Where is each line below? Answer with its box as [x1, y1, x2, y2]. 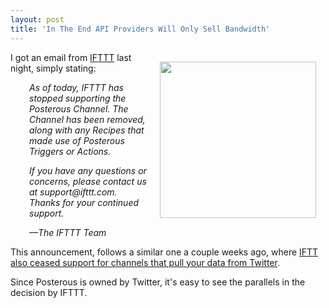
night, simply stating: [10, 62, 97, 74]
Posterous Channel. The [29, 102, 129, 115]
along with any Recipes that [29, 124, 145, 136]
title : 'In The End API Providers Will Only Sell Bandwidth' [10, 24, 271, 34]
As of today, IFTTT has [29, 81, 124, 93]
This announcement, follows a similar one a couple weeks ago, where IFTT [10, 246, 319, 258]
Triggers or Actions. [29, 145, 112, 157]
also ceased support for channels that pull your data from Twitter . [10, 256, 280, 268]
